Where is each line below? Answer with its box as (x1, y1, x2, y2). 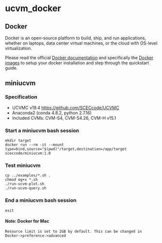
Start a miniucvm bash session (5, 127, 79, 134)
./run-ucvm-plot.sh (5, 181, 45, 187)
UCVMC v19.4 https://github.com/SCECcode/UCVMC (12, 105, 119, 111)
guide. (5, 65, 18, 71)
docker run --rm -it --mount (5, 142, 64, 147)
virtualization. (5, 46, 32, 51)
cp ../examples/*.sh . (5, 173, 51, 178)
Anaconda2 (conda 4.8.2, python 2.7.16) (12, 110, 92, 115)
